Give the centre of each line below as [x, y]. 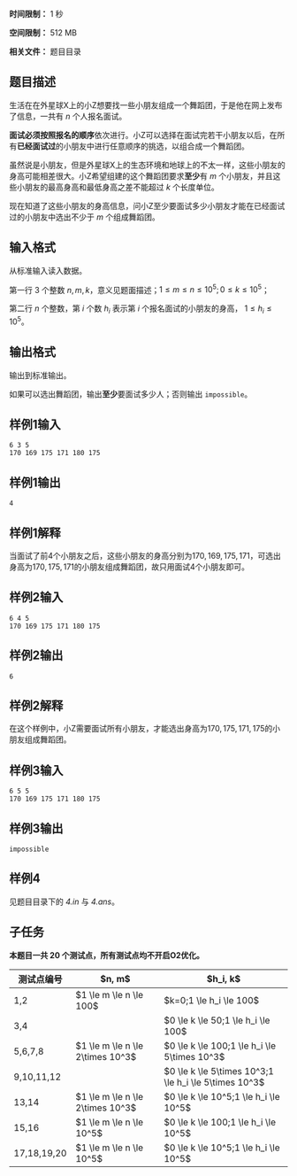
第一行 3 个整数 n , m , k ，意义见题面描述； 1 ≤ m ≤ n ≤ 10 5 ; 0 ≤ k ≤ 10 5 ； [139, 289]
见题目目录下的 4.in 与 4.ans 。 [64, 901]
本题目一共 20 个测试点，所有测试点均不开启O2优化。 [107, 955]
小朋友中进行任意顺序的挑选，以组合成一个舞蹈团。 [156, 146]
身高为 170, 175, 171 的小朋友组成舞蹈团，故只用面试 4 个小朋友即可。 [129, 567]
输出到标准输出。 [40, 375]
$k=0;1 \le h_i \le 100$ [211, 1000]
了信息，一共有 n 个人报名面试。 [68, 116]
